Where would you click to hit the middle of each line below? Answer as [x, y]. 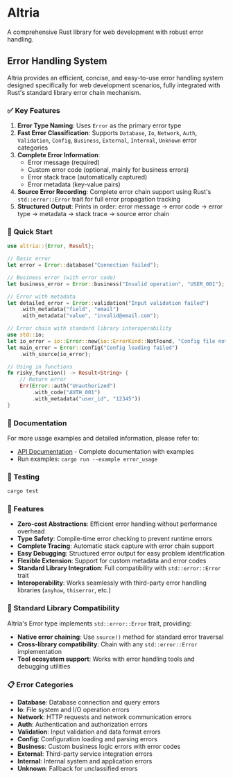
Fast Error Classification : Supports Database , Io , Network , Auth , [107, 133]
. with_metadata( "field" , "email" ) [69, 310]
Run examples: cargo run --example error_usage [87, 459]
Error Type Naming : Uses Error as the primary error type [99, 125]
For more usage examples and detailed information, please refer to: [103, 439]
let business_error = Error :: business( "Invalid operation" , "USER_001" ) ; [116, 284]
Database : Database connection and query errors [88, 702]
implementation [40, 651]
